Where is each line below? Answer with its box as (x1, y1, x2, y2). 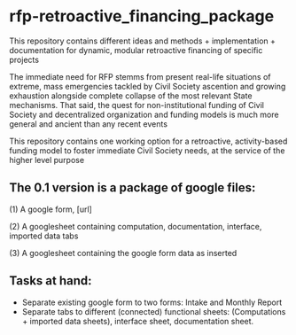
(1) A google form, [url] (9, 204, 93, 214)
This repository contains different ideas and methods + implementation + (9, 35, 277, 46)
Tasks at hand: (9, 273, 92, 289)
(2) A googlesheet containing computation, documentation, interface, (9, 221, 262, 231)
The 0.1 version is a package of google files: (9, 180, 256, 196)
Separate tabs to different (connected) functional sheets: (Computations (21, 306, 286, 316)
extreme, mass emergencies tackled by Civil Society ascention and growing (9, 81, 286, 91)
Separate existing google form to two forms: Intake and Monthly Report (21, 297, 282, 308)
